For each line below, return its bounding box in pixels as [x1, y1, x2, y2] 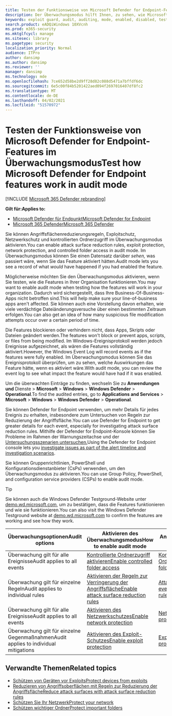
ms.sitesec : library [5, 36, 50, 41]
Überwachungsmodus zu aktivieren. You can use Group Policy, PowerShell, [5, 471, 163, 477]
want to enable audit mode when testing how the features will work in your [5, 284, 163, 290]
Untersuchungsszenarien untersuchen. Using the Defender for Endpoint [5, 439, 156, 445]
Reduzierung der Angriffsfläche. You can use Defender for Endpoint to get [5, 417, 160, 423]
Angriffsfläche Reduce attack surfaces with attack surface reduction [12, 688, 156, 695]
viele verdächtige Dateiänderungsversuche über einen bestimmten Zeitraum [5, 306, 166, 312]
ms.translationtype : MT [5, 88, 56, 94]
